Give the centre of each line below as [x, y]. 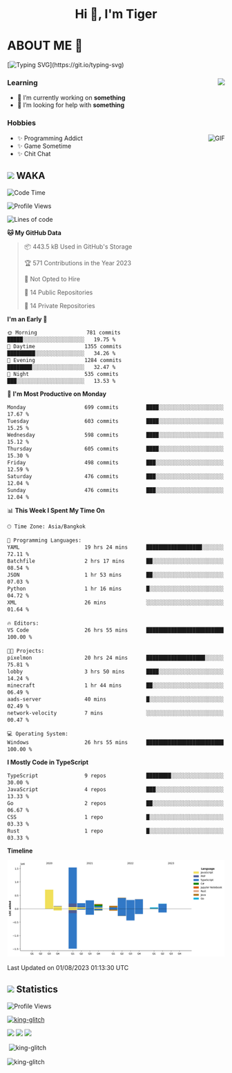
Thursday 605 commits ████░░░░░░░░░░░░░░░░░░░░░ [116, 448]
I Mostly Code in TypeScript [48, 762]
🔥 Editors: [23, 623]
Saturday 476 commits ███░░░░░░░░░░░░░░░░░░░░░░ [116, 476]
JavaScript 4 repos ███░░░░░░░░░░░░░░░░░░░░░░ [116, 789]
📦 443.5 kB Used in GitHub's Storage [78, 246]
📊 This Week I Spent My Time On [56, 510]
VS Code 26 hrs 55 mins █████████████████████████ [116, 630]
